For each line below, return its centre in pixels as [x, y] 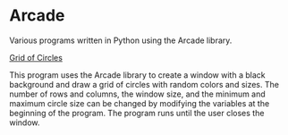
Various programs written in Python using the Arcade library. [121, 40]
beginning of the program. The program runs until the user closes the [137, 113]
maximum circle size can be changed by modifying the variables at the [140, 103]
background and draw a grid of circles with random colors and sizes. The [144, 84]
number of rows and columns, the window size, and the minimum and [137, 94]
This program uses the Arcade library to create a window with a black [137, 75]
